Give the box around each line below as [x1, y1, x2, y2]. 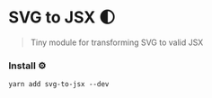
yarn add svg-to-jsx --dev [8, 80, 110, 89]
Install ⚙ [8, 59, 47, 72]
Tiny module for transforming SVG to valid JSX [30, 37, 204, 48]
